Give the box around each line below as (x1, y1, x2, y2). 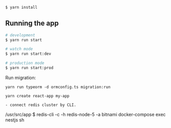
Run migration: (5, 74, 36, 80)
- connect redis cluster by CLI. (5, 102, 77, 108)
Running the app (5, 19, 59, 28)
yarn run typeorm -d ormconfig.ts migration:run (5, 84, 111, 90)
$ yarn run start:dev (5, 51, 52, 56)
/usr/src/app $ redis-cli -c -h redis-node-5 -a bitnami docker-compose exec (5, 111, 166, 117)
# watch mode (5, 47, 33, 52)
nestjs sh (5, 117, 25, 123)
